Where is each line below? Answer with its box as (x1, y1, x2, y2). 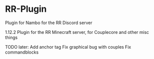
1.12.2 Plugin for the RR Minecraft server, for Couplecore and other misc (5, 29, 149, 35)
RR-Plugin (5, 3, 47, 15)
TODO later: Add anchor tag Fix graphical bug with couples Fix (5, 44, 131, 50)
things (5, 34, 18, 40)
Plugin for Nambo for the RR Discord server (5, 20, 92, 26)
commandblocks (5, 49, 39, 55)
